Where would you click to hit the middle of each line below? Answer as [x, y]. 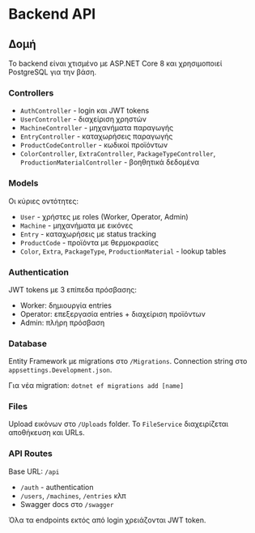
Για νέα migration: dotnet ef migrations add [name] [96, 386]
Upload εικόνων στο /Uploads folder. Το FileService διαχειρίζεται [119, 424]
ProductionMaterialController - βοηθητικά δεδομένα [110, 162]
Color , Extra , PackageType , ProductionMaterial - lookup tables [123, 251]
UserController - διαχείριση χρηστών [83, 119]
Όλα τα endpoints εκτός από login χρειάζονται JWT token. [107, 520]
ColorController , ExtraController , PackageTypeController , [118, 154]
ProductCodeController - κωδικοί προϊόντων [94, 145]
